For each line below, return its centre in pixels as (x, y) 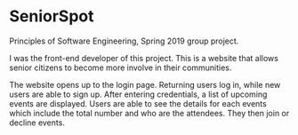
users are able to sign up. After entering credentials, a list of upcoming (138, 94)
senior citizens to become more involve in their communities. (121, 67)
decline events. (37, 123)
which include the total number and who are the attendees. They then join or (149, 113)
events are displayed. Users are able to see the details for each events (138, 103)
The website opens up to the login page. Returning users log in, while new (145, 84)
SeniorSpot (52, 16)
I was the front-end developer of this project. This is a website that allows (144, 58)
